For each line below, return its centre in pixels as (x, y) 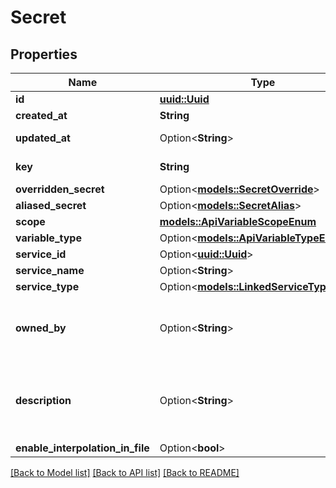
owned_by (41, 328)
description (43, 400)
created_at (41, 115)
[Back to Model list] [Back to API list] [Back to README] (125, 472)
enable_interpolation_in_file (82, 448)
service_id (41, 254)
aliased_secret (51, 205)
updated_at (43, 138)
